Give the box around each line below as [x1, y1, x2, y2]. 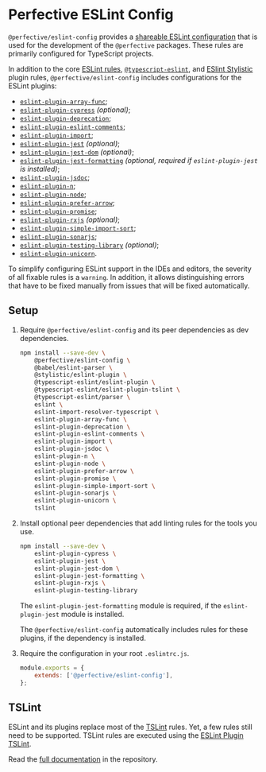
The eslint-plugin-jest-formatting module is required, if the [19, 601, 222, 611]
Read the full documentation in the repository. [8, 754, 158, 764]
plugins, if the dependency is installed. [19, 634, 147, 643]
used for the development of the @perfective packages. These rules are [8, 40, 244, 49]
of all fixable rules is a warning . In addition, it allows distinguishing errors [8, 272, 245, 281]
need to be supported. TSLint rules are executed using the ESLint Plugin [8, 730, 244, 740]
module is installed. [60, 610, 125, 619]
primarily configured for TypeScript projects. [8, 48, 154, 58]
